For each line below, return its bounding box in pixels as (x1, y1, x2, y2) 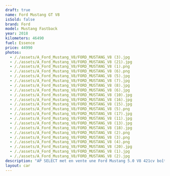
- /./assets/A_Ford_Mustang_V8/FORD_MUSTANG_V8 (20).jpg (10, 144, 133, 150)
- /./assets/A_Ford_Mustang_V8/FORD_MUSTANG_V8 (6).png (10, 69, 130, 74)
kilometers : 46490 (5, 36, 44, 41)
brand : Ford (5, 21, 30, 27)
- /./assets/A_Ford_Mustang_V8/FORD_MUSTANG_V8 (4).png (10, 139, 130, 145)
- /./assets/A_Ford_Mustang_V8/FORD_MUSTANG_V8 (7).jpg (10, 78, 130, 83)
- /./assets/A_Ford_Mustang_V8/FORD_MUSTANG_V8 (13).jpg (10, 120, 133, 126)
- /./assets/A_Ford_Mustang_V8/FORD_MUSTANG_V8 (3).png (10, 135, 130, 140)
